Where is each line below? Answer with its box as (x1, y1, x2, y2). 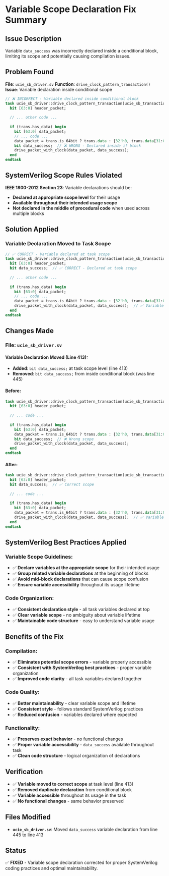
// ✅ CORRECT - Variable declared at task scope (5, 251, 110, 257)
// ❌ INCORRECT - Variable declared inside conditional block (5, 96, 139, 101)
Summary (5, 14, 47, 26)
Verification (5, 768, 43, 776)
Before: (5, 388, 21, 394)
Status (5, 846, 27, 855)
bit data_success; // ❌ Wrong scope (14, 436, 94, 442)
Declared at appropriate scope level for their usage (12, 194, 121, 200)
